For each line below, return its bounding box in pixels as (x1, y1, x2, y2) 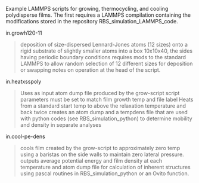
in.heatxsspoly (5, 78, 42, 85)
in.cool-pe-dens (5, 133, 45, 140)
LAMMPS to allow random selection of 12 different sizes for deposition (20, 60, 193, 67)
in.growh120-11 (5, 29, 42, 36)
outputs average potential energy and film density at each (20, 157, 162, 164)
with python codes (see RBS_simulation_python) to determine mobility (20, 115, 192, 122)
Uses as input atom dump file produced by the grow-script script (20, 90, 180, 96)
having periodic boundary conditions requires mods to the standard (20, 54, 186, 60)
